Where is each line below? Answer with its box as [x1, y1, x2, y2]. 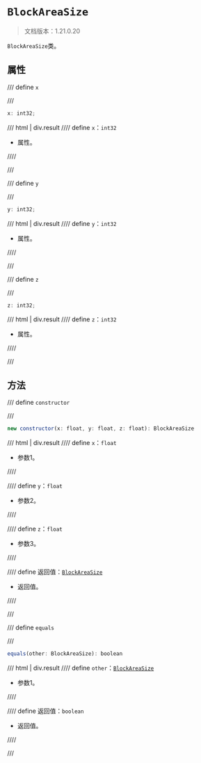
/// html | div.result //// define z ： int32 [7, 315, 117, 323]
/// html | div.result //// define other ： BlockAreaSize [7, 664, 154, 672]
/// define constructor [7, 399, 70, 407]
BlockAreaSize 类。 [7, 41, 61, 50]
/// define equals [7, 623, 54, 632]
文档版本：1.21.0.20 [24, 26, 81, 35]
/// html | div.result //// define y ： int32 [7, 219, 117, 227]
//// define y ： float [7, 482, 63, 490]
